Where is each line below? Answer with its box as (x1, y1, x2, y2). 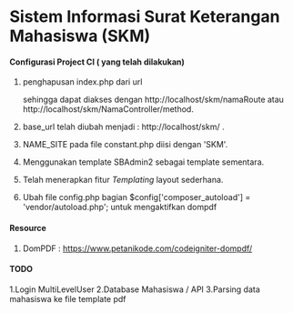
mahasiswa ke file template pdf (9, 293, 126, 304)
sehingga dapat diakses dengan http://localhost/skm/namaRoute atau (22, 94, 285, 106)
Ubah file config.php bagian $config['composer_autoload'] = (22, 192, 251, 203)
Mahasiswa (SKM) (9, 25, 151, 46)
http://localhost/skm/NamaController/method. (22, 104, 194, 115)
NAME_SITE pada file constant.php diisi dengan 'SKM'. (22, 139, 228, 150)
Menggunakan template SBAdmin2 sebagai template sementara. (22, 156, 265, 167)
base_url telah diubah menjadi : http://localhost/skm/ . (22, 121, 225, 133)
